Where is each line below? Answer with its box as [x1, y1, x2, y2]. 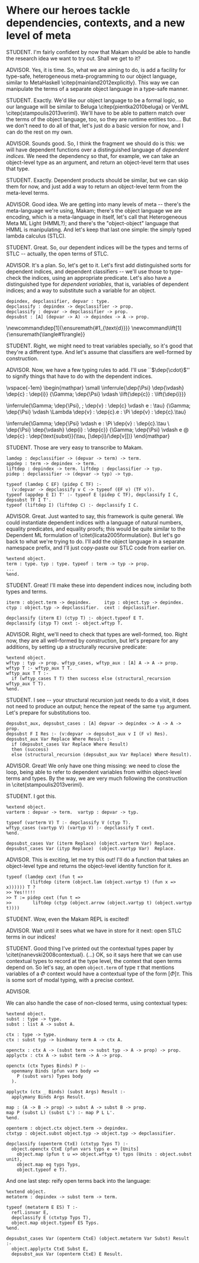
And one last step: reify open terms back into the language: [6, 1177, 151, 1184]
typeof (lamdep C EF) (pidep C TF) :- [6, 481, 102, 487]
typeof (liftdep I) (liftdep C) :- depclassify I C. [6, 502, 139, 508]
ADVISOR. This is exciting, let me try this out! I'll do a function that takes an [6, 856, 190, 863]
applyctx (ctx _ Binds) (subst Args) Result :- [6, 1088, 126, 1095]
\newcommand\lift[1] [131, 324, 182, 331]
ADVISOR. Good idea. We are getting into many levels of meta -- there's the [6, 200, 191, 208]
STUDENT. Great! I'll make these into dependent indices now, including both [6, 582, 192, 589]
